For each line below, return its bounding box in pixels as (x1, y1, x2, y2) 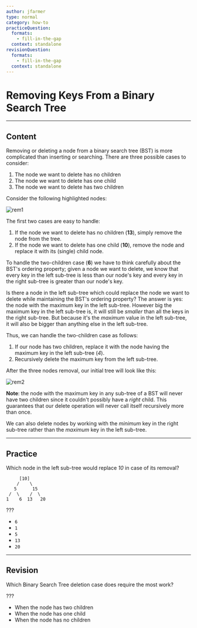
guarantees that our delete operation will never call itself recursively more (6, 402, 184, 409)
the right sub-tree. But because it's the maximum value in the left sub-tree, (6, 314, 187, 321)
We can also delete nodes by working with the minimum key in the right (6, 420, 179, 427)
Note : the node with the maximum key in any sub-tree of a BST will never (6, 390, 183, 397)
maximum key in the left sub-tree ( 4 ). (14, 350, 104, 357)
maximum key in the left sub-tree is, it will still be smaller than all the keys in (6, 308, 189, 315)
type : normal (6, 14, 38, 20)
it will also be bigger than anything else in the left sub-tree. (6, 321, 148, 328)
